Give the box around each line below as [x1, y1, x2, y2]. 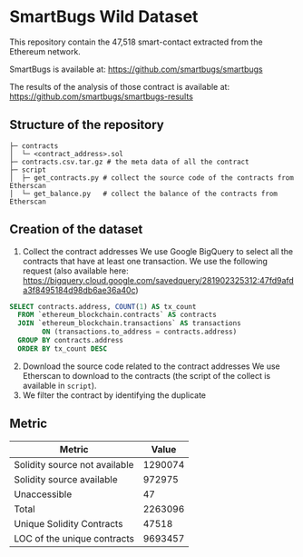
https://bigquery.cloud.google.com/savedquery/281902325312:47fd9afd [22, 274, 295, 285]
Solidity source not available [14, 458, 134, 471]
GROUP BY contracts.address [17, 336, 124, 345]
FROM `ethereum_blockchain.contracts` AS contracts [17, 311, 218, 320]
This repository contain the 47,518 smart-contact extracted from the [9, 36, 263, 47]
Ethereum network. [9, 45, 82, 56]
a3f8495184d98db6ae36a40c [22, 284, 136, 295]
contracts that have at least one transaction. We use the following [22, 255, 268, 266]
